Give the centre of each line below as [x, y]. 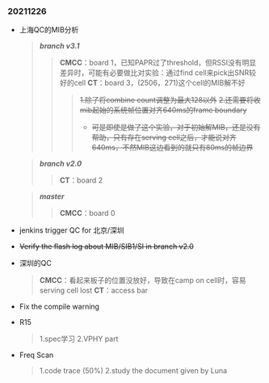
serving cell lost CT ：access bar [94, 290]
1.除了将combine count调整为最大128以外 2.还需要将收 [170, 100]
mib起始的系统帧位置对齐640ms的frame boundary [163, 110]
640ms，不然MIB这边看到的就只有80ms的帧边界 [172, 148]
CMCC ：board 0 [87, 213]
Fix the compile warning [59, 307]
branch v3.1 [59, 46]
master [52, 196]
